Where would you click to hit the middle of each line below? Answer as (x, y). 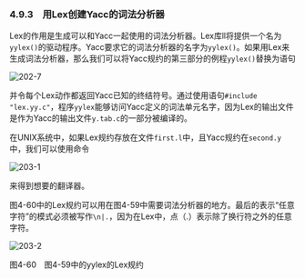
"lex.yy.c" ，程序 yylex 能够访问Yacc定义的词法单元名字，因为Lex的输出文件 (152, 107)
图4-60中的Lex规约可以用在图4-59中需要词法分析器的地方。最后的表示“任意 (152, 205)
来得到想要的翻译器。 (49, 186)
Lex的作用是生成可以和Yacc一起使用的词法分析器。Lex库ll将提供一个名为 (146, 36)
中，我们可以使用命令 (49, 149)
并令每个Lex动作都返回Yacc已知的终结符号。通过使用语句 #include (133, 95)
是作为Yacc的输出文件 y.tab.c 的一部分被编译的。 (101, 118)
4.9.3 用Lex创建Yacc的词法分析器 (87, 14)
